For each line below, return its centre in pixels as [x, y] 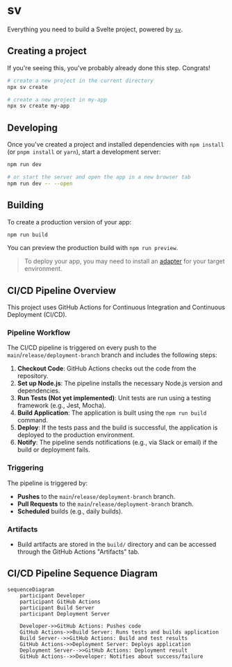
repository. [33, 376]
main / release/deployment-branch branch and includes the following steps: [112, 355]
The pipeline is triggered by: [48, 483]
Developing [32, 127]
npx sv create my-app [39, 106]
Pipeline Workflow [39, 333]
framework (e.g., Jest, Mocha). [61, 406]
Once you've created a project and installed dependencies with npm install [116, 145]
